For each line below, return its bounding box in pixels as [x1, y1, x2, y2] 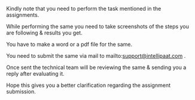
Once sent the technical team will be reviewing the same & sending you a [6, 64, 187, 71]
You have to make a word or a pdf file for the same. [6, 41, 133, 48]
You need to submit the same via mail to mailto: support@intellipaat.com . [6, 52, 186, 59]
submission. [6, 88, 36, 95]
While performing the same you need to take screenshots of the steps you [6, 23, 190, 30]
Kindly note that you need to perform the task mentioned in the [6, 5, 162, 12]
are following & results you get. [6, 29, 83, 36]
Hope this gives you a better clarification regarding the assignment [6, 82, 170, 89]
